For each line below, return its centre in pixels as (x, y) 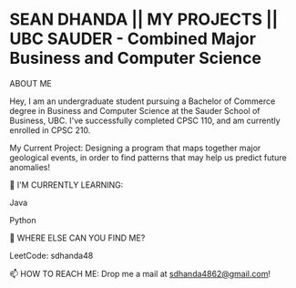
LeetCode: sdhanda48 (51, 255)
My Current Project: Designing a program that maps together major (135, 148)
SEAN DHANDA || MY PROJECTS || (144, 20)
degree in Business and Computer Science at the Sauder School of (135, 110)
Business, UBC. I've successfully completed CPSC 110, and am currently (145, 120)
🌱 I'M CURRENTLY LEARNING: (66, 185)
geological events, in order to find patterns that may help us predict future (148, 157)
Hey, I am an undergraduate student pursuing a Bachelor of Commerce (143, 101)
